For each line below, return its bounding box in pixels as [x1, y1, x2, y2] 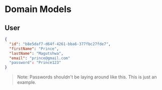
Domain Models [5, 4, 71, 15]
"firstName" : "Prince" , [9, 46, 59, 51]
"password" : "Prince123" [9, 60, 61, 65]
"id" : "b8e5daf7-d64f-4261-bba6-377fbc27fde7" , [9, 41, 111, 46]
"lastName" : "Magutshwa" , [9, 51, 64, 56]
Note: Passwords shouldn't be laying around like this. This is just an [17, 74, 157, 80]
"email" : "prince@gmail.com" [9, 55, 70, 61]
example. [17, 79, 36, 85]
